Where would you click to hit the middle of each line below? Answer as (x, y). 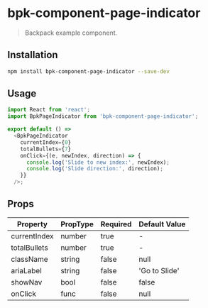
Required (116, 224)
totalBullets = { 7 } (46, 149)
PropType (77, 224)
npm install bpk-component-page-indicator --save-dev (89, 71)
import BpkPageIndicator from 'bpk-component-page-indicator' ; (103, 116)
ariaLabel (27, 270)
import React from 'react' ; (49, 110)
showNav (27, 282)
